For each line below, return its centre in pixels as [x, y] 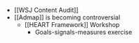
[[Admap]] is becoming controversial [67, 17]
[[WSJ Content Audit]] [46, 10]
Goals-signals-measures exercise [84, 32]
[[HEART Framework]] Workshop [72, 25]
